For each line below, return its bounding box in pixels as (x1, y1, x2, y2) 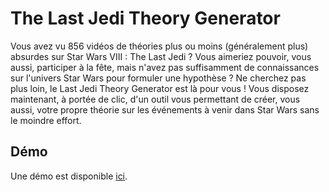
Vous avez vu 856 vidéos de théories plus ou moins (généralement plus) (10, 40, 309, 52)
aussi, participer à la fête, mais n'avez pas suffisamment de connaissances (10, 61, 320, 73)
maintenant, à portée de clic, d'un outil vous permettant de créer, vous (10, 93, 301, 105)
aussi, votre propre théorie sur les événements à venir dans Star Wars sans (10, 103, 320, 116)
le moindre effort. (10, 114, 82, 126)
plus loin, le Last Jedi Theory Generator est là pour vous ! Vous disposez (10, 82, 310, 94)
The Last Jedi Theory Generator (10, 7, 281, 30)
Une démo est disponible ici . (10, 170, 128, 182)
